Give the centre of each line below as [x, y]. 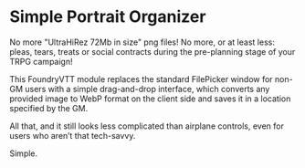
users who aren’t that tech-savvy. [73, 135]
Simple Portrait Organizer [108, 17]
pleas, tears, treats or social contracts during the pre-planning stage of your [152, 51]
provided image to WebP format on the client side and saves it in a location [150, 99]
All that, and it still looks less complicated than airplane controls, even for [147, 126]
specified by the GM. [49, 108]
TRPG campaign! [41, 61]
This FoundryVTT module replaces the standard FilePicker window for [141, 79]
